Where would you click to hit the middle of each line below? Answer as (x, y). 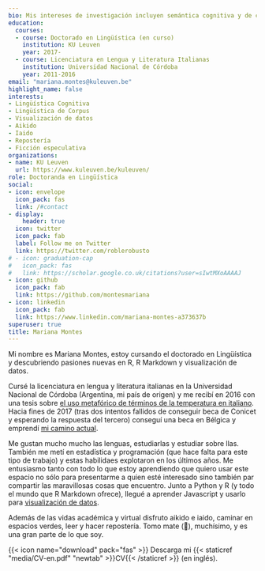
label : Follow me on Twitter (63, 244)
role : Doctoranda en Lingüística (63, 178)
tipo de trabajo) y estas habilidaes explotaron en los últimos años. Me (121, 460)
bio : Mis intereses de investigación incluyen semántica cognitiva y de (130, 15)
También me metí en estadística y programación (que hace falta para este (128, 452)
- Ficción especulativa (47, 148)
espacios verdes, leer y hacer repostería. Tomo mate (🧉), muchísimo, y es (128, 526)
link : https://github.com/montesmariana (82, 295)
